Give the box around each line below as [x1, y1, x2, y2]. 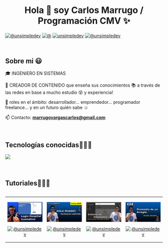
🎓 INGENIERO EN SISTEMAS [5, 70, 66, 77]
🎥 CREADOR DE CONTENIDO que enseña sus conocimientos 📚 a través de [5, 82, 160, 88]
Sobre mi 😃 [5, 57, 42, 65]
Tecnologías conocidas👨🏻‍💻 [5, 140, 92, 149]
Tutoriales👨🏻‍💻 [5, 179, 50, 187]
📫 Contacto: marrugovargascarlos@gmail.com [5, 115, 106, 121]
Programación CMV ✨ [37, 15, 130, 27]
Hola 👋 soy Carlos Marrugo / [24, 5, 144, 16]
